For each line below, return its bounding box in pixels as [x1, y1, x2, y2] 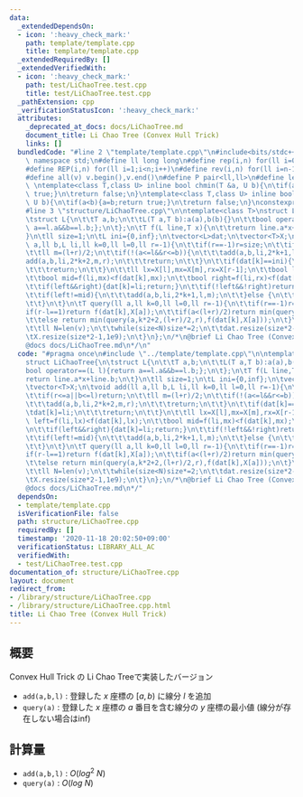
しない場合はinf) [30, 713, 91, 724]
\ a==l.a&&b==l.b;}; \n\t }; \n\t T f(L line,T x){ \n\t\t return [25, 223, 256, 232]
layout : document [9, 576, 75, 586]
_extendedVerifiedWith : [17, 64, 106, 73]
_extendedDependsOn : [17, 22, 95, 31]
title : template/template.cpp [25, 47, 140, 56]
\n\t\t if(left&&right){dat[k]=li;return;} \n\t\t [25, 425, 212, 434]
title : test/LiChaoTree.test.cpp [25, 89, 151, 98]
